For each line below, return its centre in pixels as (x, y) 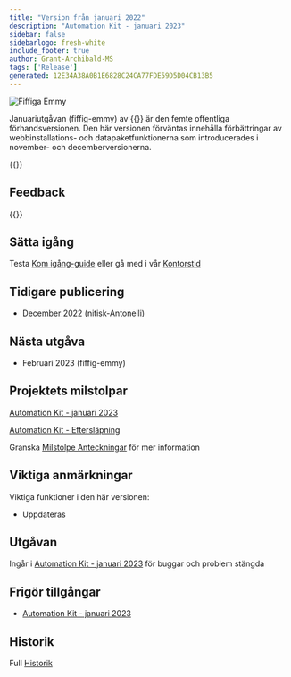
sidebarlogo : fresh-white (57, 42)
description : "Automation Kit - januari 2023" (97, 26)
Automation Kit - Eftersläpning (65, 429)
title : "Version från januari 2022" (77, 17)
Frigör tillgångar (55, 592)
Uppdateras (44, 514)
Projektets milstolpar (68, 391)
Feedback (37, 193)
